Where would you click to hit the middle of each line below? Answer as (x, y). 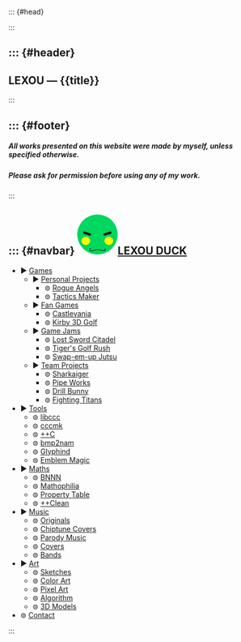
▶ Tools (34, 408)
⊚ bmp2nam (53, 443)
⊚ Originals (51, 520)
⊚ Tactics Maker (72, 296)
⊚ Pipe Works (68, 382)
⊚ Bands (47, 554)
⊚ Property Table (61, 494)
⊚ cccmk (47, 426)
